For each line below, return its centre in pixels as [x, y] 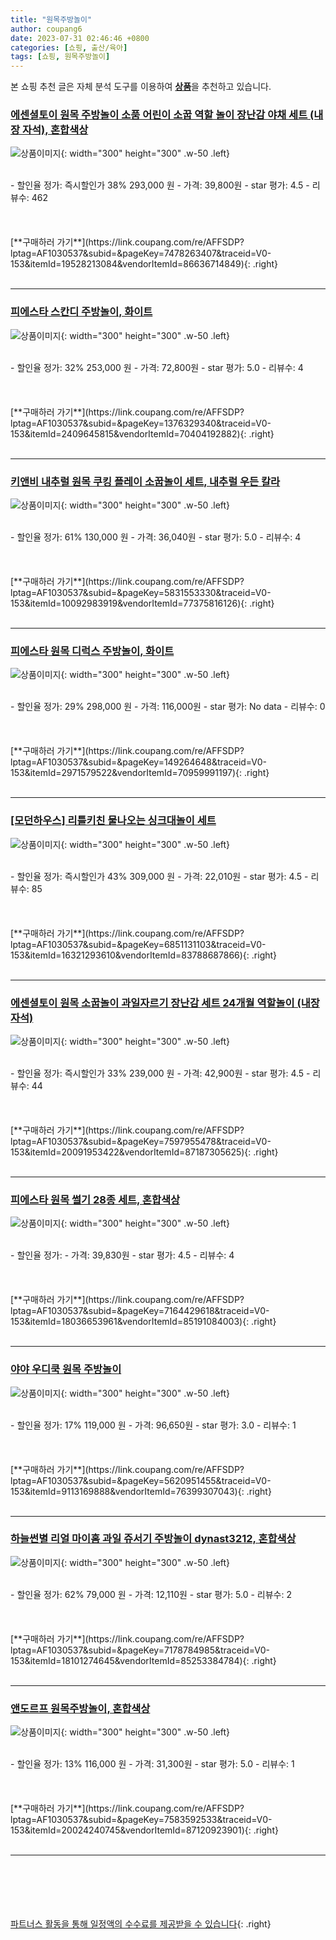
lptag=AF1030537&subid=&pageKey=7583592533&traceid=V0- [141, 1820]
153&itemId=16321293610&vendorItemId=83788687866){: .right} [144, 955]
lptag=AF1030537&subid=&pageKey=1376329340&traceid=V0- [141, 423]
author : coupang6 [46, 29]
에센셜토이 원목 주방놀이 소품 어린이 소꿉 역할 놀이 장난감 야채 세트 [159, 115]
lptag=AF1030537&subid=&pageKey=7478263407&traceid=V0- [141, 253]
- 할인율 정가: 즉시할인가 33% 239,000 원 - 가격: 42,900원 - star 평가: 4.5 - [160, 1073]
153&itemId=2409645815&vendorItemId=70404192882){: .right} [142, 433]
